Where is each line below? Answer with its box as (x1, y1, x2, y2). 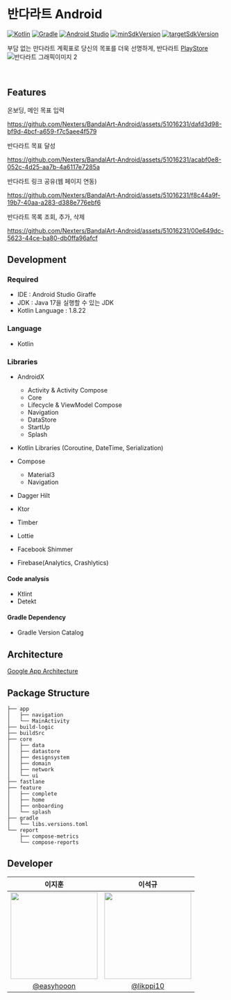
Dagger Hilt (17, 492, 51, 500)
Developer (7, 858, 53, 870)
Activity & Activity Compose (27, 386, 108, 395)
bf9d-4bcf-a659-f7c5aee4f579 (7, 127, 97, 135)
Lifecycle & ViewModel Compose (27, 401, 123, 409)
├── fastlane (7, 778, 45, 786)
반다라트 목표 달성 (7, 141, 55, 150)
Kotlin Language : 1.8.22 (17, 307, 86, 315)
